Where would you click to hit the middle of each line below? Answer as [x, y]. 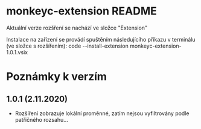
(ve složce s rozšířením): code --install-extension [67, 46]
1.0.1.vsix [17, 52]
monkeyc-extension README [81, 11]
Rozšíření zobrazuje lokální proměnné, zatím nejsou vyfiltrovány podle [102, 113]
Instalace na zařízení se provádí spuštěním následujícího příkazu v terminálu [101, 39]
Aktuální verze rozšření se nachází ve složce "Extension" [77, 28]
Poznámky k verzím [57, 77]
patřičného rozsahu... [41, 119]
